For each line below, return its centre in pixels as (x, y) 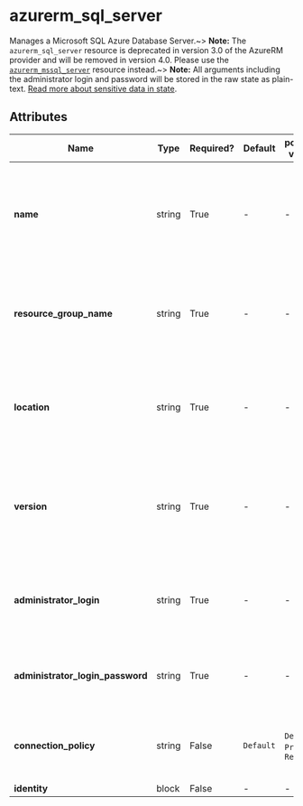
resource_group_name (63, 313)
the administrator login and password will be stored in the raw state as (140, 79)
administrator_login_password (81, 675)
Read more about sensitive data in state (101, 88)
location (32, 407)
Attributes (38, 117)
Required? (211, 148)
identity (31, 788)
